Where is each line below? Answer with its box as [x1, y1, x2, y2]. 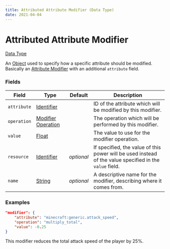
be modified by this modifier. [93, 106, 162, 113]
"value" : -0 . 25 [14, 224, 47, 229]
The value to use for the [93, 129, 150, 136]
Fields [5, 78, 21, 86]
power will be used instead [93, 150, 157, 157]
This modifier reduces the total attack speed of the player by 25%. [5, 238, 144, 244]
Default [69, 92, 88, 99]
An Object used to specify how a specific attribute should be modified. [5, 60, 153, 66]
